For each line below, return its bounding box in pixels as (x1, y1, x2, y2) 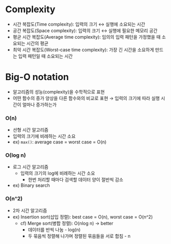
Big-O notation (5, 71, 69, 83)
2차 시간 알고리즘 (12, 207, 47, 213)
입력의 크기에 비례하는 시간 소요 (12, 133, 76, 139)
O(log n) (5, 152, 27, 159)
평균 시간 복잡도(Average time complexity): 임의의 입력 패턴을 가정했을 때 (12, 34, 161, 40)
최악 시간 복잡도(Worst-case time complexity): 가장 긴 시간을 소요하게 (12, 46, 154, 53)
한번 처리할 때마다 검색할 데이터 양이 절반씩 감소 (28, 177, 124, 183)
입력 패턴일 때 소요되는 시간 (18, 53, 73, 59)
